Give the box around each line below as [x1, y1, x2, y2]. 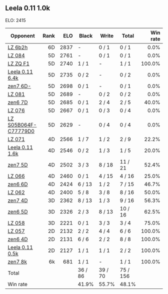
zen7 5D [7, 161, 28, 168]
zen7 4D [7, 197, 28, 204]
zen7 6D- [7, 82, 31, 89]
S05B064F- [7, 121, 37, 128]
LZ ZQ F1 [7, 60, 30, 67]
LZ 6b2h [7, 43, 28, 50]
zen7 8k [7, 258, 27, 265]
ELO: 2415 [5, 17, 26, 23]
